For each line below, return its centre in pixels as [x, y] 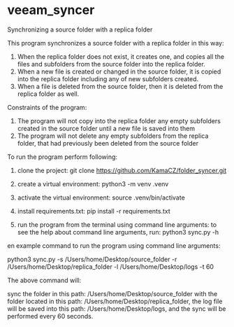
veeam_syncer [51, 10]
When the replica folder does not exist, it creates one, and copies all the [121, 56]
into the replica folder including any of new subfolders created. [108, 78]
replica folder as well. [48, 94]
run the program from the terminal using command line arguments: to [117, 224]
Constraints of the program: [47, 107]
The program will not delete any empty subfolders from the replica [113, 136]
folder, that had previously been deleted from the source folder [108, 143]
